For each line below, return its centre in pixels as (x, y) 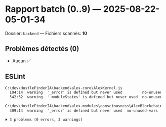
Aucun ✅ (21, 61)
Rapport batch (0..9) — (53, 9)
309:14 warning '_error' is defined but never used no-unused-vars (84, 111)
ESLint (15, 77)
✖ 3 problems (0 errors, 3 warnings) (44, 120)
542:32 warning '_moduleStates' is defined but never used (74, 97)
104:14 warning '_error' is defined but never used (66, 92)
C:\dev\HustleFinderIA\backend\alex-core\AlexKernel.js (64, 88)
